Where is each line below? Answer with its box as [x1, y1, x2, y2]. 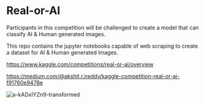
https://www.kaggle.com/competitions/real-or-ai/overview [6, 61, 154, 68]
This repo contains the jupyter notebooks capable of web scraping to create [6, 42, 198, 50]
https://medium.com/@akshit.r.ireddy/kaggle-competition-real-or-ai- [6, 72, 180, 80]
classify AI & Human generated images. [6, 30, 106, 37]
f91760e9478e [6, 79, 43, 86]
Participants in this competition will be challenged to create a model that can [6, 24, 199, 31]
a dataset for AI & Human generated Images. [6, 48, 118, 56]
